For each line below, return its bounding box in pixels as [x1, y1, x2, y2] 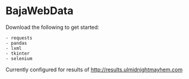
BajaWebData [5, 4, 74, 18]
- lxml [5, 45, 22, 51]
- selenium [5, 55, 33, 61]
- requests [5, 35, 33, 41]
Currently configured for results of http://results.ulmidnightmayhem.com [5, 66, 182, 73]
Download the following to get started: [5, 24, 99, 31]
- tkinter [5, 50, 30, 57]
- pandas [5, 40, 27, 46]
